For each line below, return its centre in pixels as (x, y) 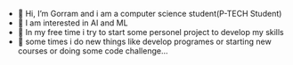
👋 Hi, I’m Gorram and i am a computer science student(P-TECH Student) (150, 14)
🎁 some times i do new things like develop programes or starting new (144, 41)
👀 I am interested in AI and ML (73, 23)
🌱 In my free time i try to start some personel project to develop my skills (151, 32)
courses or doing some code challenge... (93, 51)
